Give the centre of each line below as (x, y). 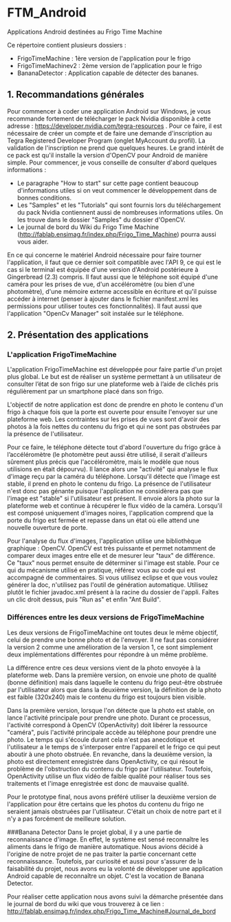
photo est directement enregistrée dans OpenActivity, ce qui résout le (106, 761)
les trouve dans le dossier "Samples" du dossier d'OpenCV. (101, 219)
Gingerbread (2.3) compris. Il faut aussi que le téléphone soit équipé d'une (113, 277)
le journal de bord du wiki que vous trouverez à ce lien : (86, 903)
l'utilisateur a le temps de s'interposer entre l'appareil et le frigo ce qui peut (114, 747)
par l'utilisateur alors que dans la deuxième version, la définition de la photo (114, 689)
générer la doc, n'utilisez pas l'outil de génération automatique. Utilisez (108, 585)
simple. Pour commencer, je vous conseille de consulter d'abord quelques (112, 162)
